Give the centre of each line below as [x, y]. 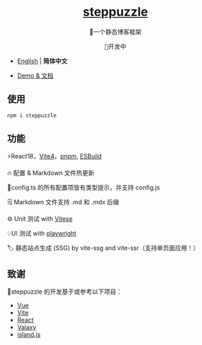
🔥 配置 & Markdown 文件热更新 [51, 173]
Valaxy [26, 327]
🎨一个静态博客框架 [115, 32]
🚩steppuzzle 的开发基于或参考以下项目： [65, 292]
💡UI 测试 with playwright [42, 233]
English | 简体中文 [42, 61]
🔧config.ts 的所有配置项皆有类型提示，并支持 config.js [83, 188]
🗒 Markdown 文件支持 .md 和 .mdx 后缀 [63, 202]
